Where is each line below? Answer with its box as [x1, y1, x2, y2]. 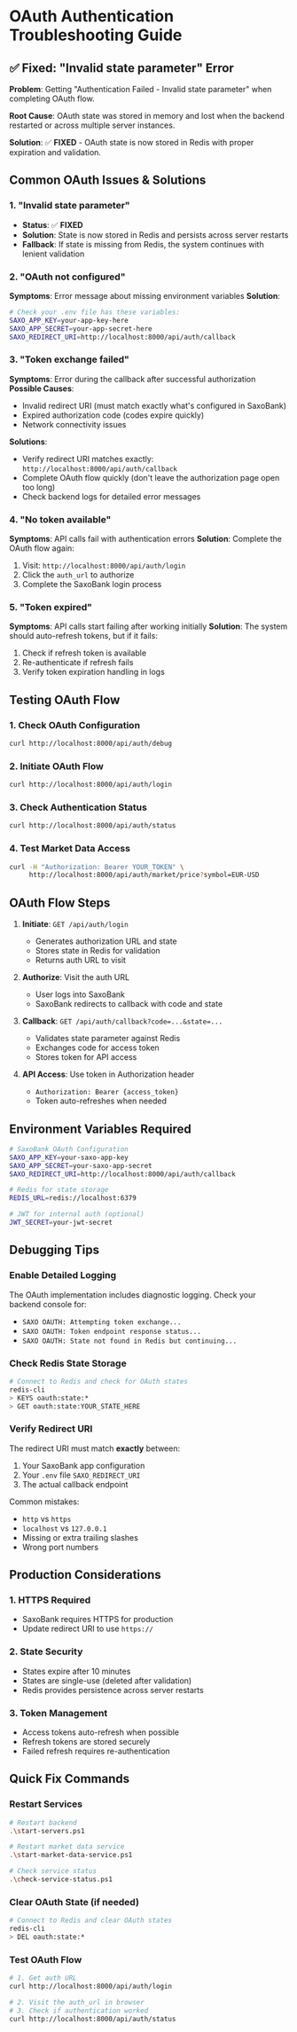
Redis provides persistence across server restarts [21, 1684, 204, 1695]
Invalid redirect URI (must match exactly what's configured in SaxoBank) [21, 400, 286, 411]
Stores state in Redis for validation [35, 945, 161, 956]
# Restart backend [9, 1818, 77, 1827]
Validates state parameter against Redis [35, 1033, 181, 1044]
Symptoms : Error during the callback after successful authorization [9, 373, 256, 384]
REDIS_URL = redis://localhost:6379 [9, 1194, 137, 1203]
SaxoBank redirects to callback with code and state [35, 999, 223, 1009]
